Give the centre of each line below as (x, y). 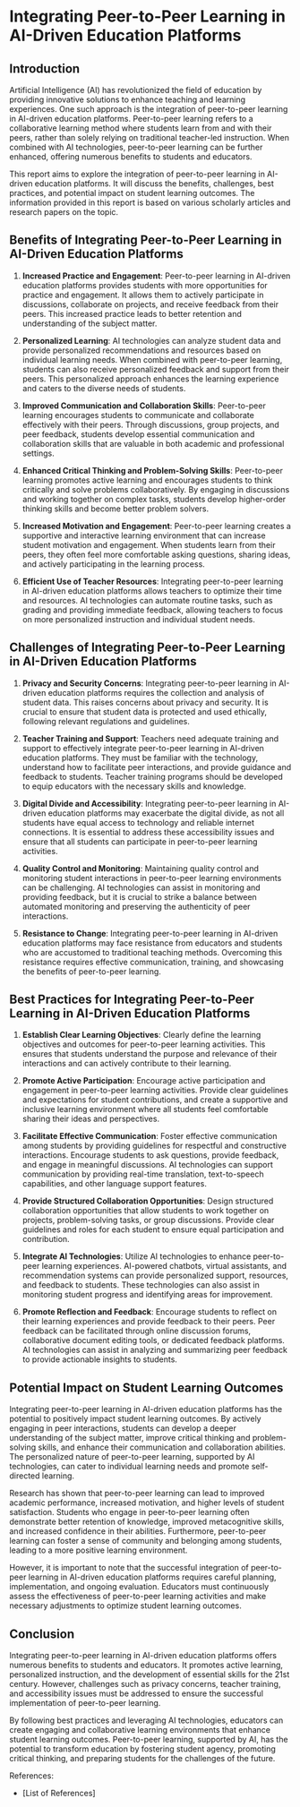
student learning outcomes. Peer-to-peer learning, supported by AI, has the (149, 1740)
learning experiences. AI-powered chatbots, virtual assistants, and (164, 1266)
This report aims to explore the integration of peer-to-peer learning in (137, 174)
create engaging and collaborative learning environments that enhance (140, 1730)
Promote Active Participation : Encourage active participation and (144, 1081)
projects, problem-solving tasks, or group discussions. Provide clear (148, 1220)
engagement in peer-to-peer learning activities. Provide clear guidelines (155, 1091)
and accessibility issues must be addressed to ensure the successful (137, 1693)
